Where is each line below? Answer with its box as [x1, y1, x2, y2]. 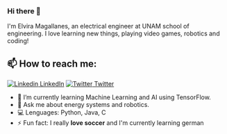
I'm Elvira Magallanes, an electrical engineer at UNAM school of [7, 22, 190, 31]
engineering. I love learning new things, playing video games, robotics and [7, 29, 220, 37]
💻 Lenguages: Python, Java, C [17, 108, 106, 117]
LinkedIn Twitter [40, 80, 115, 88]
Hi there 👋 [7, 6, 42, 16]
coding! [7, 37, 29, 45]
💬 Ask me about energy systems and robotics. [17, 101, 149, 109]
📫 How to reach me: [7, 58, 97, 69]
